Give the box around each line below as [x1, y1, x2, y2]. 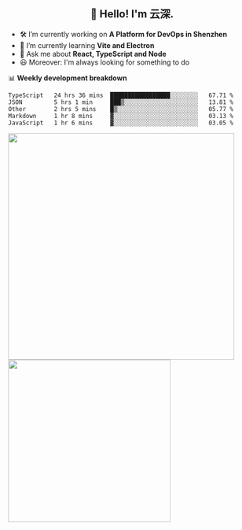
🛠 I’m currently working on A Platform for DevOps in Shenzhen [19, 29, 228, 39]
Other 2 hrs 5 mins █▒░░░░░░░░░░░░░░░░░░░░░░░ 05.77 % [8, 105, 234, 113]
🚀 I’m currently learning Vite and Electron [19, 40, 155, 50]
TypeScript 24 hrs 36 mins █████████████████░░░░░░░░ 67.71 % [8, 91, 234, 99]
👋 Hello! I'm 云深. [90, 7, 174, 21]
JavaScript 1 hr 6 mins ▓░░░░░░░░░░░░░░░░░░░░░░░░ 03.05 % [8, 119, 234, 127]
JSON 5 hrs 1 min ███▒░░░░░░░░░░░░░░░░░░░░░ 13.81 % [8, 98, 234, 106]
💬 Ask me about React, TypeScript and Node [19, 49, 167, 58]
